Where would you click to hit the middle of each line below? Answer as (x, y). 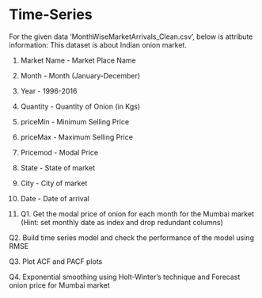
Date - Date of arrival (55, 198)
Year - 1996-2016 (49, 91)
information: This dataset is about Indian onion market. (98, 44)
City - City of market (54, 183)
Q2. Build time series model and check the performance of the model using (131, 237)
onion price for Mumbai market (59, 285)
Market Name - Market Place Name (78, 60)
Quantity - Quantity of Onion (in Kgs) (80, 106)
